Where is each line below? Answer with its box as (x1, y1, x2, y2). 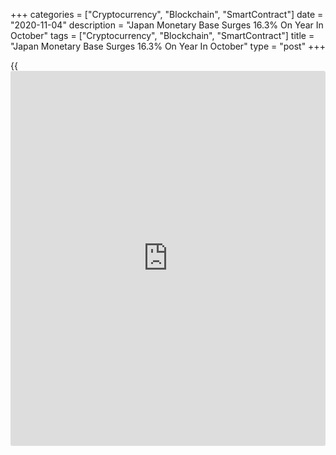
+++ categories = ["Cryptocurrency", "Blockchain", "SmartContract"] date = (10, 9, 324, 20)
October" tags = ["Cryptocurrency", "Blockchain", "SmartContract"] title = (10, 30, 315, 41)
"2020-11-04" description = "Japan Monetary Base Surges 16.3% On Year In (10, 19, 324, 31)
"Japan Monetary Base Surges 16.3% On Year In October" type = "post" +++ (10, 40, 326, 52)
